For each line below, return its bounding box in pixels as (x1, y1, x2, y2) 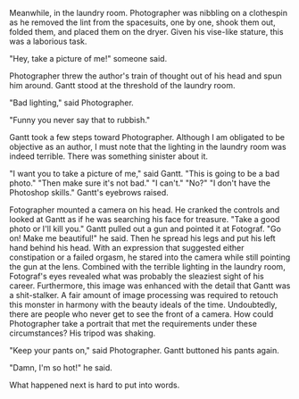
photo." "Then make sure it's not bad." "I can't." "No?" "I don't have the (9, 178, 270, 188)
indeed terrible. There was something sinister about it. (9, 151, 208, 162)
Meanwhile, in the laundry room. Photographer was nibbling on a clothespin (9, 8, 288, 18)
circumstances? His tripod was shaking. (9, 328, 156, 338)
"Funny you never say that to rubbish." (9, 115, 151, 125)
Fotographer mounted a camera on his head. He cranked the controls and (9, 204, 280, 215)
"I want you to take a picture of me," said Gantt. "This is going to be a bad (9, 169, 280, 179)
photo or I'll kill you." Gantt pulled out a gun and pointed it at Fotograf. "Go (9, 223, 281, 234)
